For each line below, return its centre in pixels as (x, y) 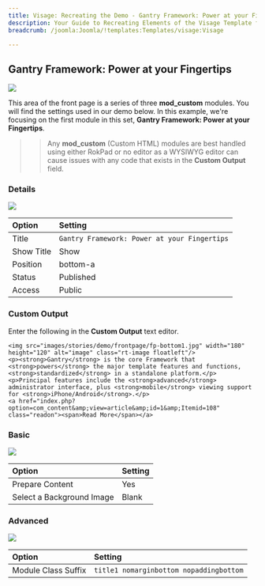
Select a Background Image (63, 497)
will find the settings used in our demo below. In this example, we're (118, 112)
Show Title (32, 251)
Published (77, 278)
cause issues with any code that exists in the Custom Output (146, 161)
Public (71, 290)
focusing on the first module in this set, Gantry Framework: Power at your (129, 120)
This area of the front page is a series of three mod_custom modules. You (129, 103)
